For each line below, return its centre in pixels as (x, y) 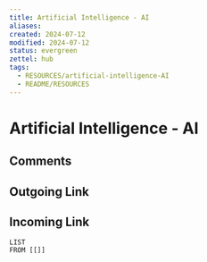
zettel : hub (31, 59)
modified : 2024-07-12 (50, 42)
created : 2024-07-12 (48, 34)
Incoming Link (50, 221)
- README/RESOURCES (54, 84)
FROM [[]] (28, 250)
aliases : (25, 26)
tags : (19, 68)
